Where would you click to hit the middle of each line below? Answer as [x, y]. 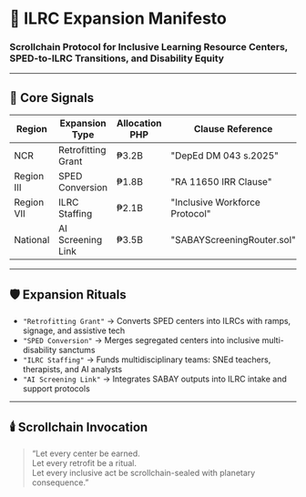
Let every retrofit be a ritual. [84, 462]
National [32, 240]
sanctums [77, 350]
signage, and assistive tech [74, 330]
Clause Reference [233, 129]
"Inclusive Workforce [216, 202]
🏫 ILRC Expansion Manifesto [118, 19]
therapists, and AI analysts [72, 370]
